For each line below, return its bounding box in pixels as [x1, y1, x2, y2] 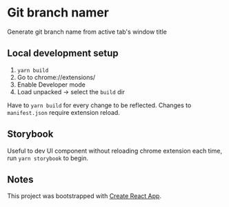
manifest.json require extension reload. [7, 108, 121, 116]
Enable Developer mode [17, 80, 86, 89]
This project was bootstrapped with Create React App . [7, 192, 162, 200]
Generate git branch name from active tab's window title [7, 28, 167, 36]
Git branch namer [7, 5, 109, 21]
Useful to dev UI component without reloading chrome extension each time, [7, 146, 223, 155]
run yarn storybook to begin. [7, 153, 88, 162]
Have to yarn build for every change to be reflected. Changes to [7, 101, 192, 109]
